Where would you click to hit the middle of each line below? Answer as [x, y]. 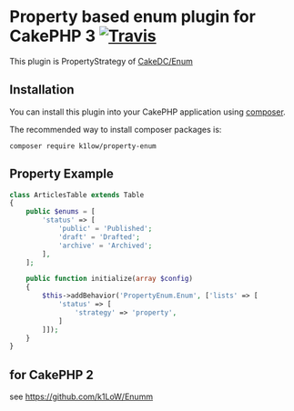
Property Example [61, 174]
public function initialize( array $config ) [110, 279]
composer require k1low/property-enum [83, 146]
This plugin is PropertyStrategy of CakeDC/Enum [101, 61]
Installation [42, 90]
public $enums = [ [61, 212]
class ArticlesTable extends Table [77, 195]
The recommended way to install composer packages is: [116, 129]
